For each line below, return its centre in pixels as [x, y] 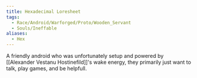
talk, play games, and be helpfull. [47, 68]
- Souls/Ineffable [34, 28]
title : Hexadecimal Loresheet [44, 12]
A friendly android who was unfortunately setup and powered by [85, 56]
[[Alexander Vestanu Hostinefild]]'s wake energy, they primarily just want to [99, 62]
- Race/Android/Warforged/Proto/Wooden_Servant [72, 22]
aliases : [17, 34]
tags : [13, 17]
